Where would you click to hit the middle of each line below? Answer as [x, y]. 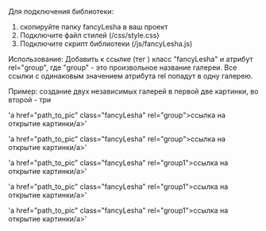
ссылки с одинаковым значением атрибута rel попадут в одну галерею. [131, 76]
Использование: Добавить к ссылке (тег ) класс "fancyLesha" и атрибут [131, 59]
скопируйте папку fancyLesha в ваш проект [94, 27]
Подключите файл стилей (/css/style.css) [90, 35]
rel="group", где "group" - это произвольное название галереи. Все [123, 67]
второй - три [30, 100]
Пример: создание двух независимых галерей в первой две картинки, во [133, 91]
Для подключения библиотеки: [61, 12]
